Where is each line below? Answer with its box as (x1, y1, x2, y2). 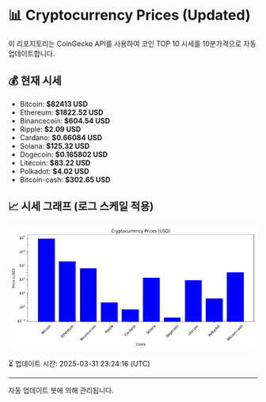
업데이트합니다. (8, 48, 55, 58)
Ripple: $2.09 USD (19, 124, 82, 134)
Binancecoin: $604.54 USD (19, 116, 111, 125)
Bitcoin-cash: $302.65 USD (19, 175, 111, 184)
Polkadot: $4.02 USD (19, 166, 89, 176)
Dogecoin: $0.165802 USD (19, 150, 108, 159)
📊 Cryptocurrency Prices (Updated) (8, 6, 251, 25)
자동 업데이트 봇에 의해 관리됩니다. (8, 385, 114, 395)
